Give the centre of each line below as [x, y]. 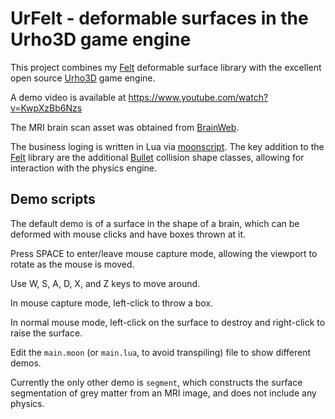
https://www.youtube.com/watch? [198, 97]
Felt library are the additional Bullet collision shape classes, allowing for [157, 157]
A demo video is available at [68, 97]
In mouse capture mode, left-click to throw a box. [112, 303]
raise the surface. [46, 333]
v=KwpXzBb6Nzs [46, 108]
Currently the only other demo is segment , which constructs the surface [156, 382]
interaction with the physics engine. [84, 168]
